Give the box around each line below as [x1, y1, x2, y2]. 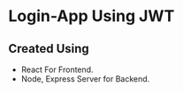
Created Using [8, 41, 89, 56]
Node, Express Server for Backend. [20, 74, 150, 84]
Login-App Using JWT [8, 6, 175, 26]
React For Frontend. [20, 64, 94, 75]
